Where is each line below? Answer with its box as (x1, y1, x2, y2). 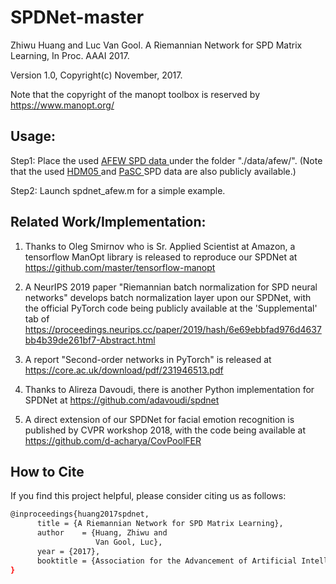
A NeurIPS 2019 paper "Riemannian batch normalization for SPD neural (24, 281, 318, 293)
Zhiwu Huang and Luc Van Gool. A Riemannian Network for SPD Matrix (10, 39, 303, 51)
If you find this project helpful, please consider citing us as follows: (10, 490, 287, 502)
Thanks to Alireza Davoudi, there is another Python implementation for (24, 383, 315, 395)
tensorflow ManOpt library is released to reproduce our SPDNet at (24, 251, 298, 263)
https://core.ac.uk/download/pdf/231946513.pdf (24, 364, 224, 376)
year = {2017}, (36, 546, 101, 556)
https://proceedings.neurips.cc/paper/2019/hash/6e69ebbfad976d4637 (24, 323, 322, 335)
